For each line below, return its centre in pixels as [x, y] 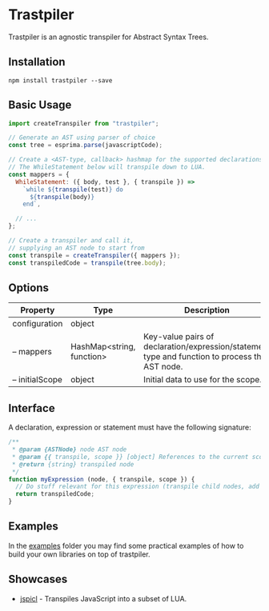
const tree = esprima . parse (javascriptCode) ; [85, 146]
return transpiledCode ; [55, 494]
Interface [32, 408]
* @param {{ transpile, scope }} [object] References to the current [130, 457]
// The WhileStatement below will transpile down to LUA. [107, 167]
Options [29, 288]
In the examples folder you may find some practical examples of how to [126, 545]
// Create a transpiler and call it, [71, 241]
